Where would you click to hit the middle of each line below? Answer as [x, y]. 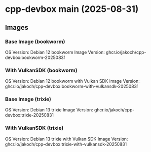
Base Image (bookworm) [35, 42]
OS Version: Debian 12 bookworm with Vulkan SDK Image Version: [72, 81]
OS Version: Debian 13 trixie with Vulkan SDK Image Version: [67, 139]
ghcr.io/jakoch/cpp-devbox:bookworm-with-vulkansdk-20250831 [72, 86]
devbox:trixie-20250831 [30, 115]
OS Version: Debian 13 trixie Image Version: [49, 110]
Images [17, 27]
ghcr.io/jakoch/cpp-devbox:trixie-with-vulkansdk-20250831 [66, 144]
